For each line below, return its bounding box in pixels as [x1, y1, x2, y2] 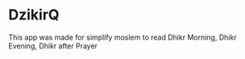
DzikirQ [8, 6, 60, 24]
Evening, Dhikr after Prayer [8, 40, 98, 50]
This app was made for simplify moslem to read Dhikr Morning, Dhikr [8, 32, 237, 42]
